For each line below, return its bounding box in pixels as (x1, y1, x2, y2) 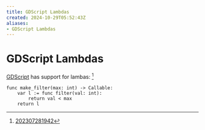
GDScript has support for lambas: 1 (6, 72, 94, 80)
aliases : (6, 20, 29, 26)
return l (17, 101, 40, 107)
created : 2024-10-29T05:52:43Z (6, 15, 86, 21)
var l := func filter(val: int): (17, 90, 103, 96)
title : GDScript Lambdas (6, 9, 70, 15)
